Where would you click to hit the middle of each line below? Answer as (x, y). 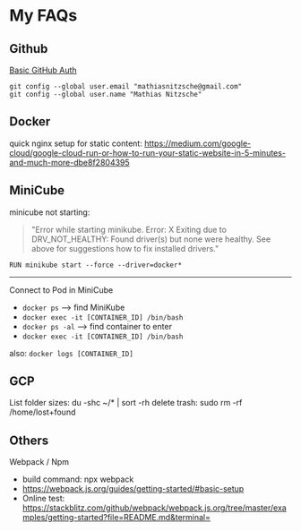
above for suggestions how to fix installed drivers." (125, 248)
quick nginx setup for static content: (76, 143)
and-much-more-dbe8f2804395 (69, 162)
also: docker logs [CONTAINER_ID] (72, 353)
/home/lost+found (43, 412)
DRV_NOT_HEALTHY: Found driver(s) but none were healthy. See (151, 239)
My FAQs (43, 16)
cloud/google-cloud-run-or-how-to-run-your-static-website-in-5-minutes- (148, 152)
